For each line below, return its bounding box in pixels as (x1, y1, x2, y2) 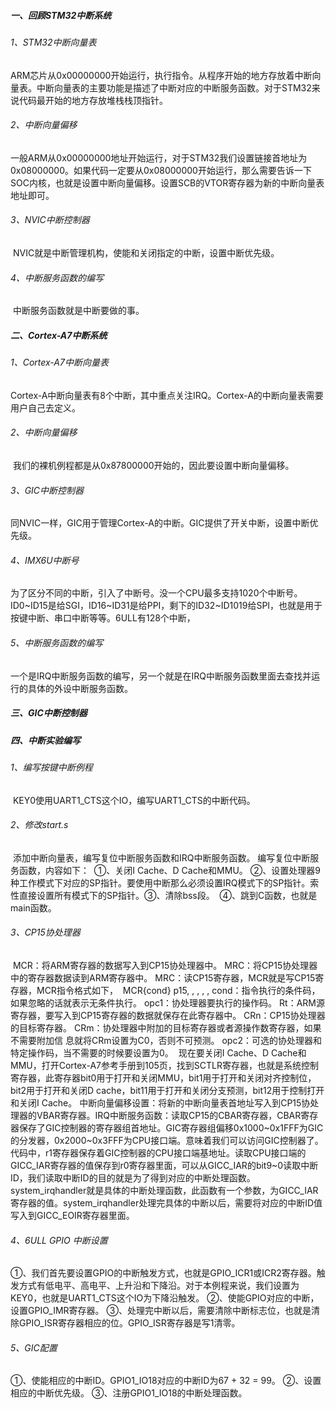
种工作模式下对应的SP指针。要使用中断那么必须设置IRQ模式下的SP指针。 (10, 876, 311, 889)
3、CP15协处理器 (10, 926, 81, 939)
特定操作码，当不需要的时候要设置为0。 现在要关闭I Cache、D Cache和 (10, 1046, 307, 1059)
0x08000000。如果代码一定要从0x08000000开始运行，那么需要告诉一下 (10, 164, 312, 176)
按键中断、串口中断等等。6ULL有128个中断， (10, 612, 196, 624)
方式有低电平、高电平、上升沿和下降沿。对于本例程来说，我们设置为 (18, 1280, 300, 1292)
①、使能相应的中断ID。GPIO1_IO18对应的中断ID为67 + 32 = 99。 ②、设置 (10, 1375, 322, 1387)
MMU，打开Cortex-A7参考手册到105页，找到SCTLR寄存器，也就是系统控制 (10, 1059, 319, 1071)
